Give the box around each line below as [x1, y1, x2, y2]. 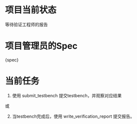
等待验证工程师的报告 [5, 21, 48, 27]
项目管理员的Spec [5, 41, 78, 52]
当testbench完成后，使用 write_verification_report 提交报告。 [12, 113, 135, 119]
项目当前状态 [5, 4, 57, 16]
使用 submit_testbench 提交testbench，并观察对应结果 [12, 92, 122, 98]
